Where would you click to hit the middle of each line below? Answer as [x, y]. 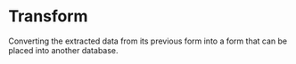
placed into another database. [63, 50]
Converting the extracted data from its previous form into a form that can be [148, 41]
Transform [48, 16]
